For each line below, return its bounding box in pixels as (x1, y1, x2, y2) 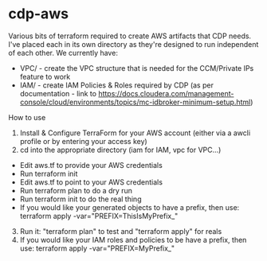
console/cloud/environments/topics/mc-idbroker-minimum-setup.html (19, 97, 251, 107)
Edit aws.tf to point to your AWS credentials (19, 177, 163, 187)
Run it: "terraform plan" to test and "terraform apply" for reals (19, 226, 222, 236)
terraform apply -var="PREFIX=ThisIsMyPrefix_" (19, 211, 179, 220)
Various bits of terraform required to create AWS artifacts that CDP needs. (8, 31, 252, 41)
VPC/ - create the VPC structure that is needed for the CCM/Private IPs (19, 63, 254, 72)
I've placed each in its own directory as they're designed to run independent (8, 39, 259, 49)
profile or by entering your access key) (19, 136, 147, 146)
